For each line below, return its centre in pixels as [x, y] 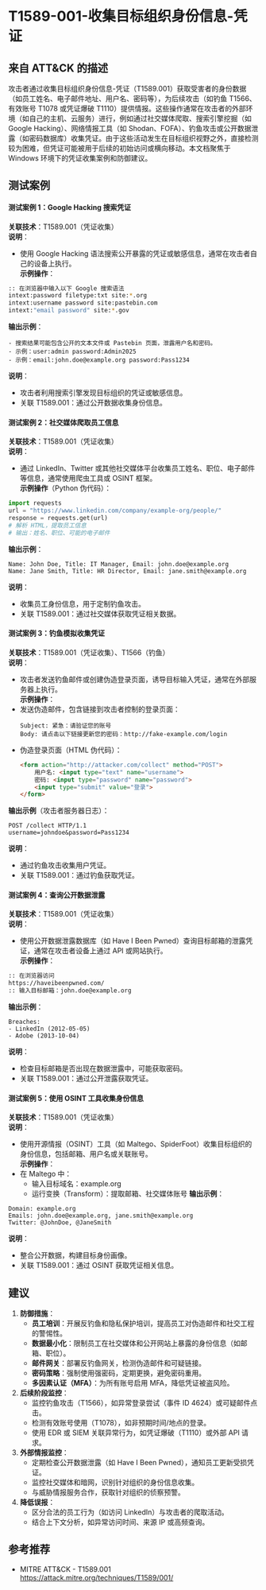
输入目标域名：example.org [76, 1184]
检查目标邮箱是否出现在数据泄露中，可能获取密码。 [103, 1068]
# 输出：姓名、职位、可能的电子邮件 [59, 533]
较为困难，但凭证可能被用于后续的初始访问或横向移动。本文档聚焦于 [120, 148]
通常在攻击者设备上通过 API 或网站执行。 [101, 951]
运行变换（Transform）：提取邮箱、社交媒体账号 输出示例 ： [128, 1194]
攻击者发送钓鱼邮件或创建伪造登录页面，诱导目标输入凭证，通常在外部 [135, 679]
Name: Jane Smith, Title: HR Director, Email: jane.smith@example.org [127, 571]
